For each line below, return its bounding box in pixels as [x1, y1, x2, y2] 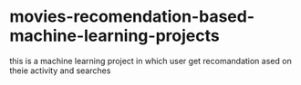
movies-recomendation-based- [9, 6, 255, 27]
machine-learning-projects [9, 25, 221, 46]
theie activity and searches [9, 65, 111, 76]
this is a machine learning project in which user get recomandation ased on [9, 55, 292, 66]
